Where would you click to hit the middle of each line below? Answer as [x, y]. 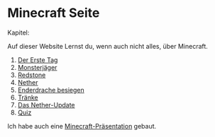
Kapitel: [18, 32]
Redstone [32, 75]
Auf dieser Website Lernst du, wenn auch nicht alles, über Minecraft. [107, 46]
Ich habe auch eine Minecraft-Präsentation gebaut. [82, 126]
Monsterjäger [37, 67]
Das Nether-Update [46, 105]
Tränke [28, 97]
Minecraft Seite [54, 13]
